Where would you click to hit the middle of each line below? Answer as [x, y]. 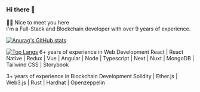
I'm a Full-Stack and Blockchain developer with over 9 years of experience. [99, 29]
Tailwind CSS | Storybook [38, 65]
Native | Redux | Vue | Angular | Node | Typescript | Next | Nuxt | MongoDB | [100, 59]
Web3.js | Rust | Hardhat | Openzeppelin [56, 82]
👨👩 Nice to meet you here [38, 23]
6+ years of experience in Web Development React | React [111, 52]
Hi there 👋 [21, 10]
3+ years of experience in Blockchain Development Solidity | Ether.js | [92, 76]
